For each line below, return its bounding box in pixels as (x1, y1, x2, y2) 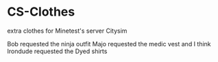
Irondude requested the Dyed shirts (7, 47, 108, 55)
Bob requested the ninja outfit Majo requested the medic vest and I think (7, 40, 211, 48)
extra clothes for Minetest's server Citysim (7, 27, 128, 35)
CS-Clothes (7, 4, 75, 20)
